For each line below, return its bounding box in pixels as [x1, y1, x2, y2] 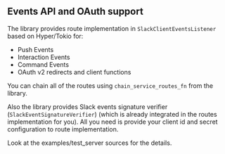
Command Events [17, 60, 69, 69]
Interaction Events [17, 53, 70, 61]
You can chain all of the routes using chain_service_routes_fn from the [7, 81, 213, 90]
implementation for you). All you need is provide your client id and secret [7, 117, 218, 126]
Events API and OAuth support [7, 6, 144, 18]
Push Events [17, 45, 54, 53]
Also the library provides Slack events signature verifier [7, 102, 168, 111]
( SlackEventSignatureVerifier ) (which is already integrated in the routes [7, 110, 217, 118]
